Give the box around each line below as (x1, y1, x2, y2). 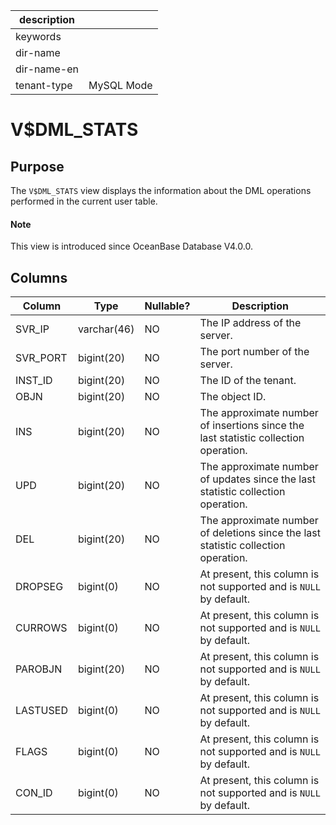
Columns (10, 269, 68, 286)
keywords (15, 30, 62, 43)
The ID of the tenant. (199, 374, 297, 388)
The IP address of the (199, 316, 302, 330)
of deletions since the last (199, 526, 321, 540)
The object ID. (199, 390, 267, 404)
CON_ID (15, 786, 53, 800)
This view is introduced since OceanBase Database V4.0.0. (10, 240, 253, 253)
